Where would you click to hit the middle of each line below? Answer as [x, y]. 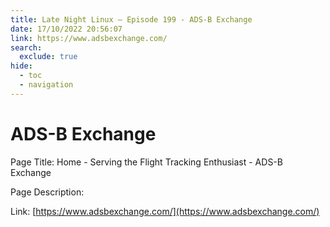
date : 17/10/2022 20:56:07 [66, 29]
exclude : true [48, 57]
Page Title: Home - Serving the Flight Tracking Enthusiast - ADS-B [146, 162]
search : [26, 47]
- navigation [46, 85]
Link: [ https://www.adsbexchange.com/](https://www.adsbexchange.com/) [165, 211]
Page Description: [47, 192]
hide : [21, 66]
